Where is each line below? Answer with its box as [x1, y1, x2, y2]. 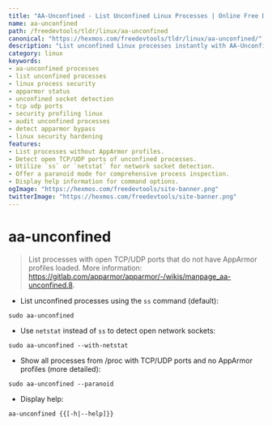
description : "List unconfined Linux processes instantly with [8, 42, 227, 50]
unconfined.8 [28, 280, 73, 290]
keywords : [8, 58, 42, 66]
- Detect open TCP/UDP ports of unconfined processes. [8, 155, 198, 163]
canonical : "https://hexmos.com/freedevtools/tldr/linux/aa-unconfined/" [8, 34, 263, 43]
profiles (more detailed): [19, 364, 101, 373]
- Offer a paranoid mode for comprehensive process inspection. [8, 170, 230, 178]
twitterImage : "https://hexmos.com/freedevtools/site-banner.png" [8, 192, 237, 201]
